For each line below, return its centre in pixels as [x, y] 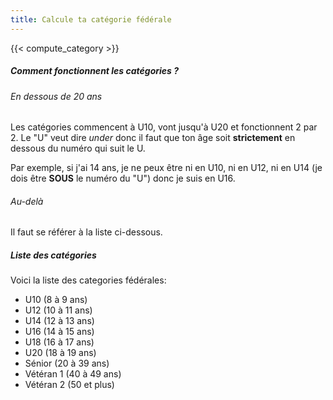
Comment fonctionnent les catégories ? [95, 71]
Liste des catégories [53, 255]
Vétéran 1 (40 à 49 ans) [73, 374]
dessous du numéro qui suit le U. [78, 148]
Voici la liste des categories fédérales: [88, 280]
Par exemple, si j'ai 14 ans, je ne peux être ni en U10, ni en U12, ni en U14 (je [166, 168]
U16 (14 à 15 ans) [59, 332]
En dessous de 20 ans [56, 96]
